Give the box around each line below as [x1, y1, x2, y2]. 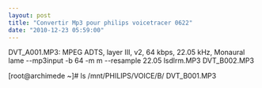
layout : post [8, 11, 51, 20]
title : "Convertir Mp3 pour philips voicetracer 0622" [8, 19, 193, 27]
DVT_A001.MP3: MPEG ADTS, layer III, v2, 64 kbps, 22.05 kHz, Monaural [8, 48, 245, 57]
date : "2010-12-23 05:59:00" [8, 26, 104, 34]
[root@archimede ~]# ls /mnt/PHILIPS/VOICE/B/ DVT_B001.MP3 [8, 71, 217, 81]
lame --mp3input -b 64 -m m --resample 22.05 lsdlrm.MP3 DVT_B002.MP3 [8, 56, 255, 65]
